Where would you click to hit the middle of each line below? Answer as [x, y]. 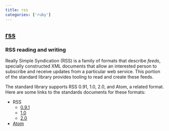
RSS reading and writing [36, 50]
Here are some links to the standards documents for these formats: [75, 92]
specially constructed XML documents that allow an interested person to [81, 66]
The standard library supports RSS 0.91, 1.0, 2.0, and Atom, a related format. [84, 87]
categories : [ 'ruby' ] [28, 15]
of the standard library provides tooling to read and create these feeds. [79, 77]
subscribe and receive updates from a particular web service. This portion [83, 72]
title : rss [17, 10]
